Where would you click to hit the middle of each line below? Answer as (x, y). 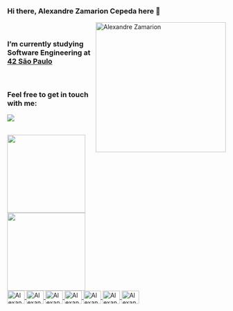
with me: (22, 103)
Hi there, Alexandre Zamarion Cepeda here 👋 (84, 11)
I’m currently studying (45, 44)
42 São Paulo (30, 62)
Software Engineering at (49, 53)
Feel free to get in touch (48, 94)
